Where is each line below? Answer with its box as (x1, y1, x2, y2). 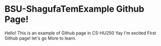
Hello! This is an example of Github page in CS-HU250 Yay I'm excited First (4, 30, 156, 36)
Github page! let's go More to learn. (4, 35, 76, 41)
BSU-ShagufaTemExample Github (4, 3, 145, 15)
